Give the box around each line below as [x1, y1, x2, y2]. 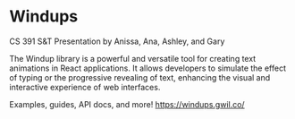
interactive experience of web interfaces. [9, 81, 161, 92]
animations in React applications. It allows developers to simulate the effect [9, 63, 287, 73]
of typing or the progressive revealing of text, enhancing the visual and [9, 72, 271, 82]
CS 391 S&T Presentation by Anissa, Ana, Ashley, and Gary [9, 36, 225, 47]
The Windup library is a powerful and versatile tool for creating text [9, 53, 257, 64]
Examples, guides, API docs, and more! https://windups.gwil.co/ [9, 98, 245, 109]
